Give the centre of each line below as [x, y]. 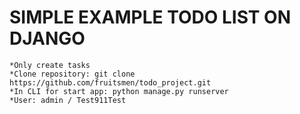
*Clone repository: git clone [72, 74]
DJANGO [47, 38]
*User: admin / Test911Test [68, 100]
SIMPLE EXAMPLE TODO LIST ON [150, 17]
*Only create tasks [50, 65]
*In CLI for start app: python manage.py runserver [119, 91]
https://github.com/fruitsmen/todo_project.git [110, 82]
